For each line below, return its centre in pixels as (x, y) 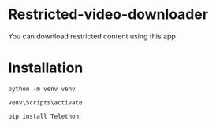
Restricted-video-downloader (108, 15)
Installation (46, 68)
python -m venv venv (42, 89)
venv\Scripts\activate (45, 102)
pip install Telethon (44, 116)
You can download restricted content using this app (92, 36)
